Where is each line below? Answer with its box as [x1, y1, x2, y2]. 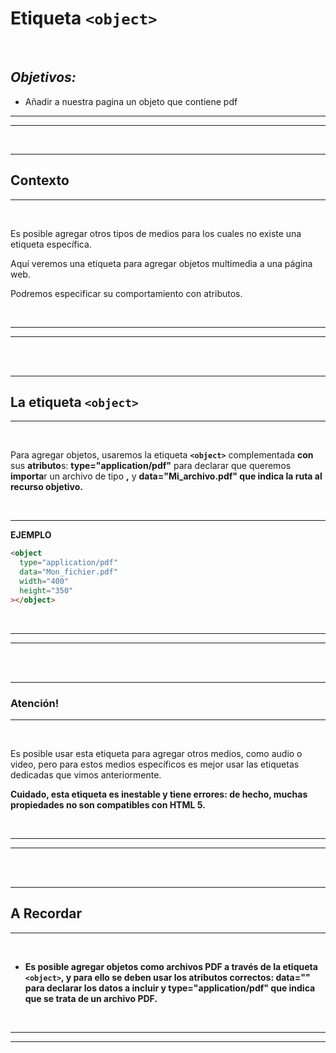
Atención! [10, 696, 60, 710]
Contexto [10, 172, 70, 189]
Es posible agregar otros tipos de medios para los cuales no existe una [10, 227, 302, 239]
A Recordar [10, 905, 82, 922]
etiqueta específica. [10, 238, 92, 250]
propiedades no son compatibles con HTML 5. [10, 798, 206, 811]
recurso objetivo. [10, 481, 83, 493]
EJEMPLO [10, 529, 52, 541]
